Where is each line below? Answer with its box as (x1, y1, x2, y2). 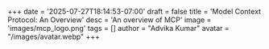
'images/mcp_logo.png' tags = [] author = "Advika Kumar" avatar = (7, 24, 230, 32)
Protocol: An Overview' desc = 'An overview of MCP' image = (7, 15, 212, 24)
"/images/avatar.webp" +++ (7, 32, 101, 41)
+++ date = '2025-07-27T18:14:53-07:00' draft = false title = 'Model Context (7, 7, 262, 16)
